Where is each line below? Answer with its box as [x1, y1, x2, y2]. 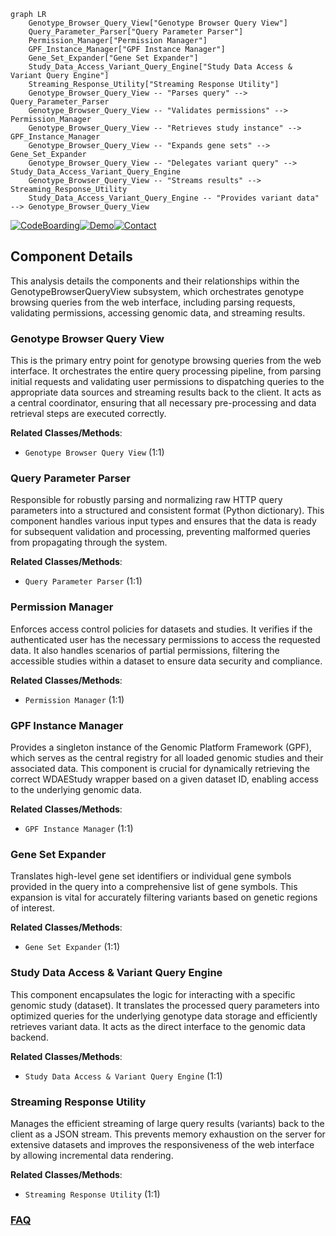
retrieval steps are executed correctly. [10, 408, 167, 420]
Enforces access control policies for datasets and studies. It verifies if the [10, 623, 313, 635]
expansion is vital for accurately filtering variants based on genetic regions [10, 891, 318, 904]
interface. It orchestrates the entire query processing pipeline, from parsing [10, 365, 322, 377]
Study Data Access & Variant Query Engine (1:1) [24, 1070, 223, 1082]
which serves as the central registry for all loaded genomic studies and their [10, 752, 324, 764]
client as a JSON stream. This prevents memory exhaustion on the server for [10, 1128, 326, 1140]
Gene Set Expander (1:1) [24, 941, 121, 953]
